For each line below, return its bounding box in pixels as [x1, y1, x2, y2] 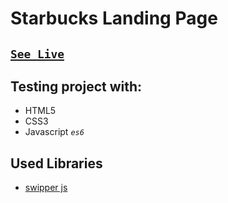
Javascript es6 [24, 126, 85, 138]
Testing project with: [10, 78, 143, 95]
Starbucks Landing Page [10, 7, 218, 30]
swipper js [24, 182, 68, 194]
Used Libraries [10, 155, 103, 172]
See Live [10, 47, 65, 61]
